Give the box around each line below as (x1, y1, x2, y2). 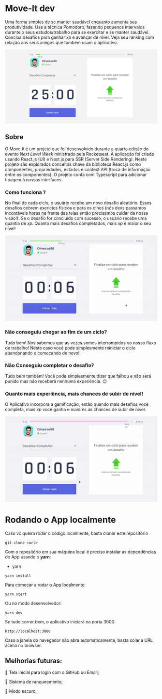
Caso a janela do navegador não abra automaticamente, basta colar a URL (5, 637, 153, 643)
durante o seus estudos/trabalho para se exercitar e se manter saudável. (5, 29, 150, 35)
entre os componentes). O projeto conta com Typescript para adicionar (5, 172, 147, 177)
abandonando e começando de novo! (5, 350, 80, 356)
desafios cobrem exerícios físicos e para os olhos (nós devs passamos (5, 205, 147, 211)
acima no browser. (5, 643, 42, 649)
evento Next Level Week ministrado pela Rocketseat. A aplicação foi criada (5, 151, 154, 157)
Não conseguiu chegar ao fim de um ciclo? (5, 329, 107, 335)
